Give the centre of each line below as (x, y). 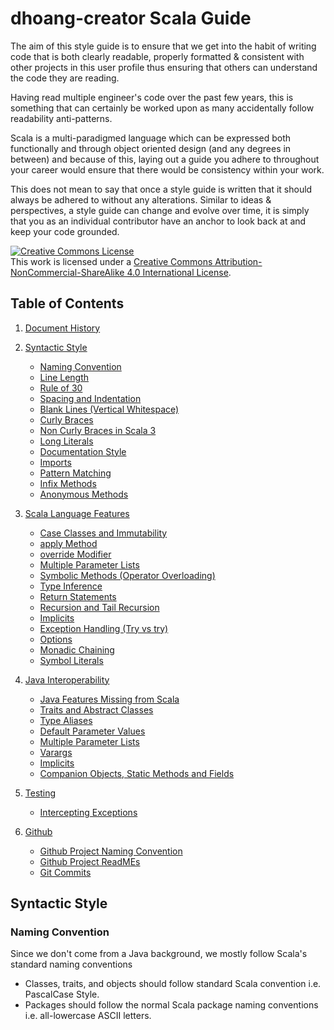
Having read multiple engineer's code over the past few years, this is (152, 97)
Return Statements (78, 596)
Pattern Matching (75, 473)
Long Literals (66, 441)
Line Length (64, 377)
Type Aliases (66, 720)
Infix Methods (68, 483)
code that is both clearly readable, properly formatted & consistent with (157, 56)
